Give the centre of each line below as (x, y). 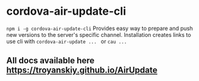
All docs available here (51, 60)
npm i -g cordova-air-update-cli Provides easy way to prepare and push (99, 28)
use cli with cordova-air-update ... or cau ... (67, 41)
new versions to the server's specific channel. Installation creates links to (99, 34)
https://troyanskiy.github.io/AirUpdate (82, 70)
